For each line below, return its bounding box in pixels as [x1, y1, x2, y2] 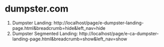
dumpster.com [5, 3, 68, 15]
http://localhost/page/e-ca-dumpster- [79, 30, 159, 36]
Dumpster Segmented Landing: [12, 30, 78, 36]
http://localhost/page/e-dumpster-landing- [54, 20, 144, 26]
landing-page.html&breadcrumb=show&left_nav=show [12, 36, 127, 42]
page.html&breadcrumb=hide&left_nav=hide [12, 25, 106, 31]
